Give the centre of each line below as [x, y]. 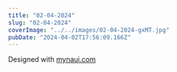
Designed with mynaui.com [52, 59]
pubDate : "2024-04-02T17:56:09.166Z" [70, 37]
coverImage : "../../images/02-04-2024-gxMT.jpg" [89, 30]
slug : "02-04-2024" [40, 23]
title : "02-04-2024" [42, 15]
